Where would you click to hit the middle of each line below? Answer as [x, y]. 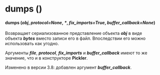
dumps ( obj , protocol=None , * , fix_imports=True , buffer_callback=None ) [80, 22]
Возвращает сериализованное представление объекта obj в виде [74, 33]
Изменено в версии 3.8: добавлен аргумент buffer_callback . [69, 67]
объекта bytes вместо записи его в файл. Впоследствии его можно [75, 38]
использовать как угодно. [32, 44]
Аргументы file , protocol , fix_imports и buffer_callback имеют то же [76, 53]
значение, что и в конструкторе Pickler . [46, 58]
